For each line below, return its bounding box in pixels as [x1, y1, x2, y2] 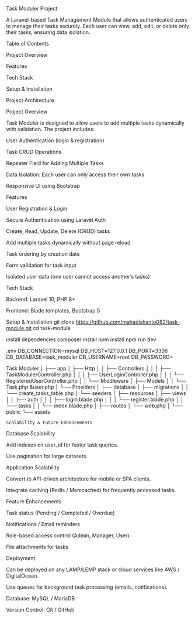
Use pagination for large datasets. [6, 453, 88, 459]
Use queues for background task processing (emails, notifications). [6, 583, 168, 590]
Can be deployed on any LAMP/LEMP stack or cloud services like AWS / [6, 566, 180, 573]
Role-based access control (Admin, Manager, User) [6, 532, 130, 539]
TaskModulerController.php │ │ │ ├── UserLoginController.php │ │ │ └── [6, 371, 185, 378]
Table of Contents [6, 40, 50, 47]
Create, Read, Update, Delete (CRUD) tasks [6, 228, 110, 235]
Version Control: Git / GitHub [6, 606, 75, 613]
